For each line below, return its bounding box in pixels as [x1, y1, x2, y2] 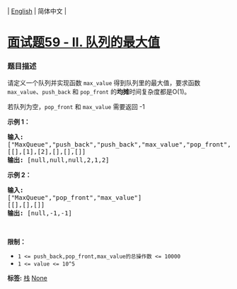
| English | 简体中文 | [7, 7, 67, 15]
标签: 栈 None [7, 274, 47, 283]
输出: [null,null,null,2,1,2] [7, 156, 110, 164]
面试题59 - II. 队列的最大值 [7, 35, 161, 50]
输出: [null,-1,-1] [7, 209, 73, 217]
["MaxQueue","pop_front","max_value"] [7, 194, 142, 202]
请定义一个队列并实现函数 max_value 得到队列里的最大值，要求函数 [7, 79, 201, 87]
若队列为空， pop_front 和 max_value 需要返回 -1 [7, 103, 145, 111]
